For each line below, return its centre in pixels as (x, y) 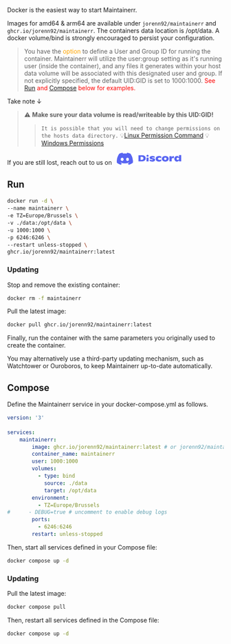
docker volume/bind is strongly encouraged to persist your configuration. (111, 38)
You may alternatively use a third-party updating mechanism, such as (106, 359)
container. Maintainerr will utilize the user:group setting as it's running (123, 59)
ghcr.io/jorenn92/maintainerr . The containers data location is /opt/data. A (113, 31)
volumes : (44, 469)
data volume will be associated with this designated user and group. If (123, 73)
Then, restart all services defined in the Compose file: (83, 621)
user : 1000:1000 (55, 461)
